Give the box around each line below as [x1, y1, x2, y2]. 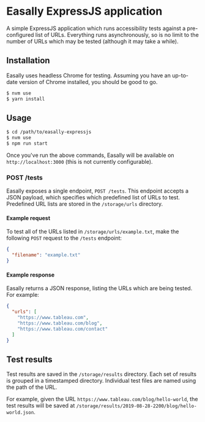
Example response [6, 271, 55, 278]
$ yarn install [6, 96, 45, 102]
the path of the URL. [6, 383, 58, 391]
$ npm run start [6, 140, 48, 147]
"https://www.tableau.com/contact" [17, 326, 108, 332]
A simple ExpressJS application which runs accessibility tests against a [6, 25, 186, 32]
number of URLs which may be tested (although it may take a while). [6, 37, 179, 45]
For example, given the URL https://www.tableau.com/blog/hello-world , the [6, 396, 198, 403]
